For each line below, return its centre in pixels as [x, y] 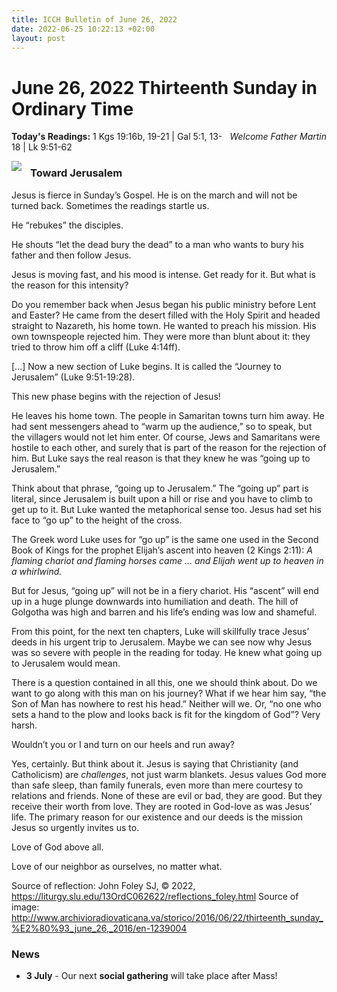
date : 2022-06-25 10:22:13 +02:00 [83, 29]
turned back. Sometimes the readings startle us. [110, 205]
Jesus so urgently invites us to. [75, 827]
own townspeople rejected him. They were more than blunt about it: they [161, 336]
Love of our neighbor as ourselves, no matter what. [117, 866]
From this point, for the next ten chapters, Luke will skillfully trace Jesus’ [160, 631]
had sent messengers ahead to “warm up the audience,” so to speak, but [162, 426]
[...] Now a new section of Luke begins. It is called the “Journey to [147, 366]
